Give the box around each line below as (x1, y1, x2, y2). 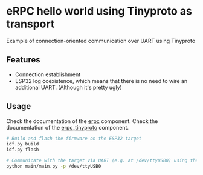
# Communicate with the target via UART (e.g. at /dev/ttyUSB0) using (6, 157, 188, 164)
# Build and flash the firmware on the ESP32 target (6, 135, 142, 142)
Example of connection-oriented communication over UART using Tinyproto (6, 37, 196, 44)
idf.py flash (6, 147, 39, 153)
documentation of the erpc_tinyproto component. (6, 124, 129, 131)
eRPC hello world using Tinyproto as (6, 4, 192, 18)
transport (6, 17, 55, 31)
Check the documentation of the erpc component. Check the (6, 117, 158, 125)
